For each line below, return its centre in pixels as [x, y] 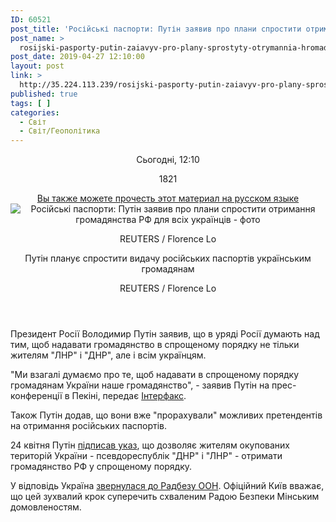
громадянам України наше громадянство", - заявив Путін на [140, 385]
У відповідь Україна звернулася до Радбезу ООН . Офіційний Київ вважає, [167, 486]
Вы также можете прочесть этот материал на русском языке [168, 198]
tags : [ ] [31, 103]
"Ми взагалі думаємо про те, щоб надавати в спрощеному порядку [155, 375]
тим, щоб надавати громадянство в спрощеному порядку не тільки [155, 345]
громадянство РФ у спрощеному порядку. [101, 467]
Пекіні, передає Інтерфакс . [129, 396]
